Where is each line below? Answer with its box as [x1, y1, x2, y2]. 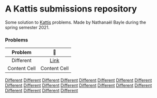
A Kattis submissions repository [5, 3, 137, 14]
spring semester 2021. [5, 24, 50, 30]
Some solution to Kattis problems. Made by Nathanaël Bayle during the [5, 19, 146, 25]
